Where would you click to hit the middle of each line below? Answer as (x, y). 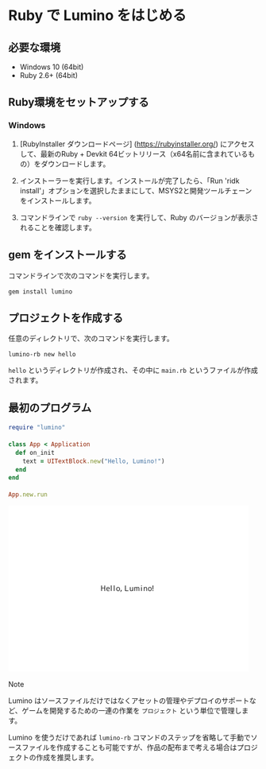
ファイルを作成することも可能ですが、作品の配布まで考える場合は (129, 747)
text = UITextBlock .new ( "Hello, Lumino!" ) (94, 461)
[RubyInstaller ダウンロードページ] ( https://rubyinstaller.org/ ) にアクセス (137, 144)
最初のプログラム (50, 408)
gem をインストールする (67, 255)
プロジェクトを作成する (66, 318)
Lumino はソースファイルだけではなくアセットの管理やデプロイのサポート (129, 701)
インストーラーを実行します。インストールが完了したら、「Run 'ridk (129, 181)
